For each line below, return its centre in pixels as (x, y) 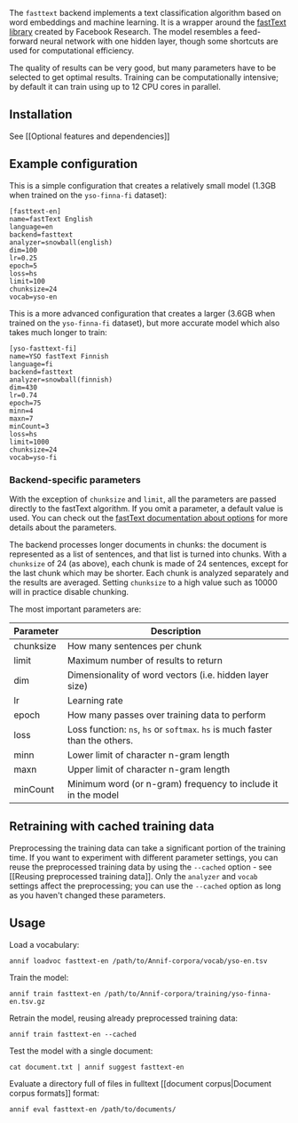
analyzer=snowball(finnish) (61, 380)
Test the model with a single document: (81, 1051)
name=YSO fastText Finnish (59, 356)
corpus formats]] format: (55, 1093)
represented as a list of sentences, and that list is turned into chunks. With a (148, 554)
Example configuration (74, 164)
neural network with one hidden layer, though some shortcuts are (159, 41)
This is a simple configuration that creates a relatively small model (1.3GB (143, 185)
